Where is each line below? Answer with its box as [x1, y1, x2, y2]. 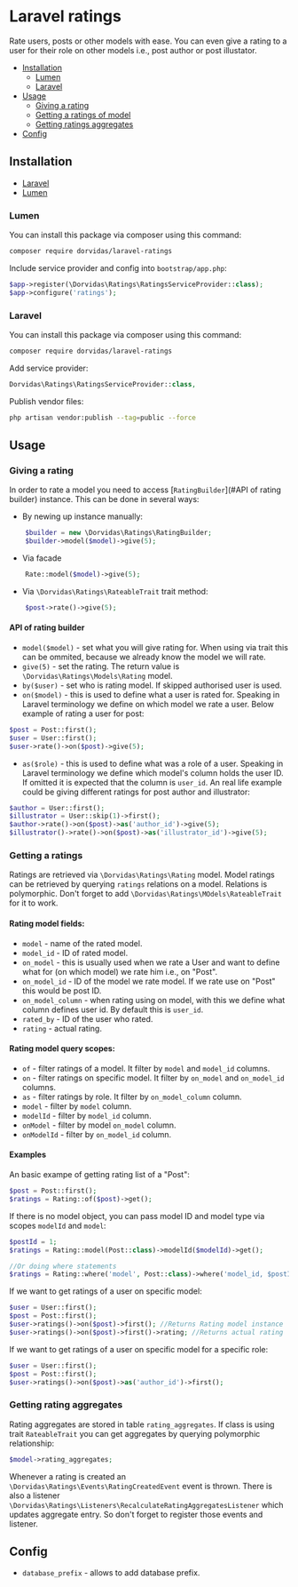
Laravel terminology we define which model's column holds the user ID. [21, 767, 284, 778]
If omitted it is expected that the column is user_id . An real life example [21, 777, 282, 787]
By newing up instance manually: [21, 511, 144, 522]
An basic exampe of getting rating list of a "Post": [9, 1169, 191, 1180]
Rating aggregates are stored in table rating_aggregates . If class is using [9, 1419, 275, 1430]
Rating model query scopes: [9, 1043, 115, 1054]
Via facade [21, 553, 62, 563]
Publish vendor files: [9, 395, 84, 406]
